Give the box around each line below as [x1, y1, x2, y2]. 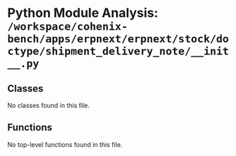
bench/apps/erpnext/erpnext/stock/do [7, 32, 230, 46]
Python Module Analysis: [7, 5, 159, 21]
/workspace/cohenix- [7, 20, 129, 33]
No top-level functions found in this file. [7, 140, 123, 149]
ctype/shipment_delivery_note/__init [7, 44, 230, 58]
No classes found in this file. [7, 101, 90, 109]
